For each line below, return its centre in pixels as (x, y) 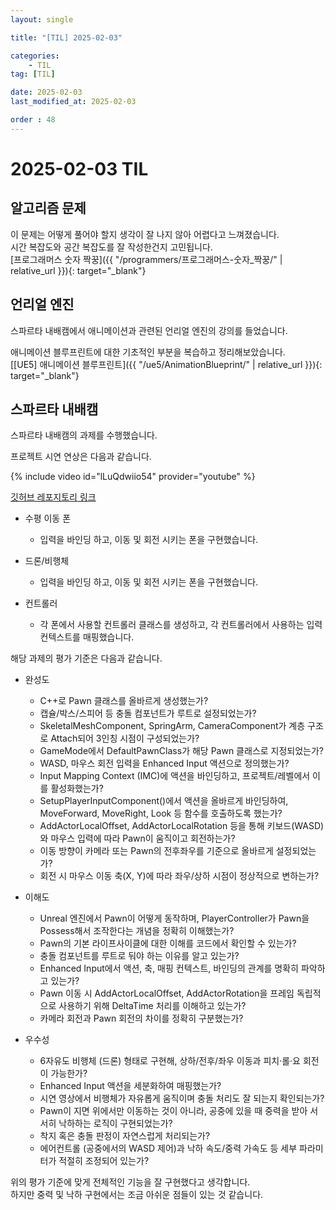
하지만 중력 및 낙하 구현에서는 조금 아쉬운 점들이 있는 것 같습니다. (137, 1195)
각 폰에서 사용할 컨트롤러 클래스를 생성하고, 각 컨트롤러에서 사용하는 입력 (181, 625)
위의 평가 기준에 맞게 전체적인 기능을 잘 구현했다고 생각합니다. (130, 1182)
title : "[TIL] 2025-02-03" (66, 37)
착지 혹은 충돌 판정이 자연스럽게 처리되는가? (125, 1136)
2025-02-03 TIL (79, 168)
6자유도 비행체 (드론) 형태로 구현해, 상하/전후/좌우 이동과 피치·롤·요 (170, 1061)
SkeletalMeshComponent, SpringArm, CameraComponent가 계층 (172, 726)
